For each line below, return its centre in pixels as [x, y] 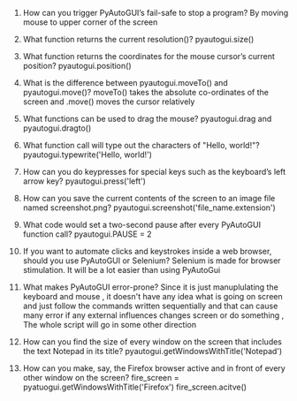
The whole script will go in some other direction [110, 325]
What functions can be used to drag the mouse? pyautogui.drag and [147, 119]
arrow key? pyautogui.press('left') [84, 181]
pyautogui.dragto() [57, 128]
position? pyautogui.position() [77, 66]
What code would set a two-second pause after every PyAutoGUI [142, 225]
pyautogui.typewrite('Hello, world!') [88, 155]
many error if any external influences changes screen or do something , [153, 315]
